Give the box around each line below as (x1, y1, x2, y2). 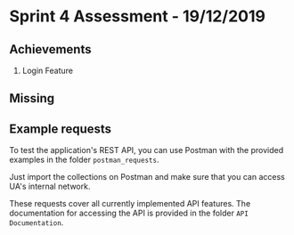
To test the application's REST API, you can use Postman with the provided (9, 145, 283, 156)
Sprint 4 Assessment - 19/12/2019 (9, 6, 265, 27)
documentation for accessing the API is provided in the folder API (9, 207, 249, 219)
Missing (9, 91, 55, 106)
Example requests (9, 121, 112, 136)
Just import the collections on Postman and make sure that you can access (9, 172, 285, 182)
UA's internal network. (9, 181, 91, 192)
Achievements (9, 42, 92, 57)
